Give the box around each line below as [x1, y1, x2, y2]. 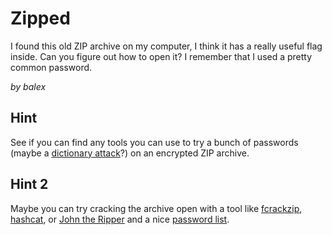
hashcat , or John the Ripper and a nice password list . [10, 213, 230, 225]
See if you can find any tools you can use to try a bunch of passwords [10, 136, 299, 148]
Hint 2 [10, 176, 49, 193]
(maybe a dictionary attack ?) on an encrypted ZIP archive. [10, 147, 250, 159]
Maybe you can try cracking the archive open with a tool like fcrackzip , [10, 202, 303, 214]
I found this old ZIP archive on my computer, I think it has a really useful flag [10, 40, 323, 52]
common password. [10, 61, 93, 73]
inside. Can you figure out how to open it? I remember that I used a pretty [10, 50, 313, 62]
